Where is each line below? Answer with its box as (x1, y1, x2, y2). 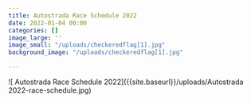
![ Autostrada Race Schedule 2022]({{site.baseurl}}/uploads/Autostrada (8, 77, 244, 86)
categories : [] (8, 26, 59, 34)
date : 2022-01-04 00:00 (8, 19, 88, 27)
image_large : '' (8, 33, 62, 42)
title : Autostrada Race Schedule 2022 (8, 11, 137, 20)
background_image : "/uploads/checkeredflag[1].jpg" (8, 48, 183, 56)
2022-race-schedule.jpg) (8, 86, 92, 95)
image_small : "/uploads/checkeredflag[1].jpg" (8, 41, 166, 49)
